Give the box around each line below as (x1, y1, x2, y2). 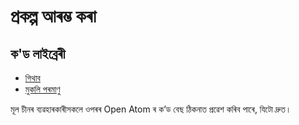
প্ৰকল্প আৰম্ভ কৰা (10, 5, 97, 28)
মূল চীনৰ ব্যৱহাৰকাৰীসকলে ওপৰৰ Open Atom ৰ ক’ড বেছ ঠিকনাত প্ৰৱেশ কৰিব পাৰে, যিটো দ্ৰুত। (10, 103, 292, 115)
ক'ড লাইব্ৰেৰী (10, 45, 66, 62)
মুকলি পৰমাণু (24, 83, 61, 95)
